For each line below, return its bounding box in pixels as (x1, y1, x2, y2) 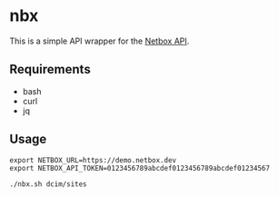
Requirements (9, 62, 91, 77)
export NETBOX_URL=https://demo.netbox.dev (9, 155, 177, 164)
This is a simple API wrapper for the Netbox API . (9, 35, 190, 46)
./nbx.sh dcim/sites (9, 179, 88, 189)
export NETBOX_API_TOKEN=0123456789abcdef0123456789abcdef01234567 (9, 163, 271, 172)
